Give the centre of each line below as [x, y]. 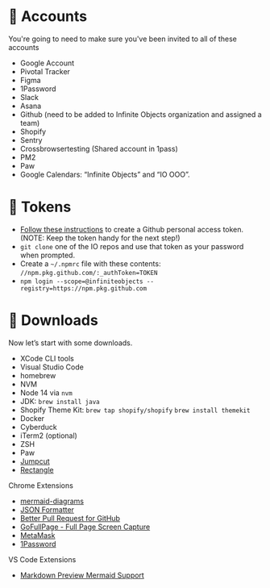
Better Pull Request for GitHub [70, 518]
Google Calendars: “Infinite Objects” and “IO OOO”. [105, 174]
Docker [32, 418]
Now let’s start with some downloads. [71, 343]
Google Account [47, 63]
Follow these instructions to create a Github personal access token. [132, 229]
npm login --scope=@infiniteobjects [81, 281]
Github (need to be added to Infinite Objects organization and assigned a [141, 114]
